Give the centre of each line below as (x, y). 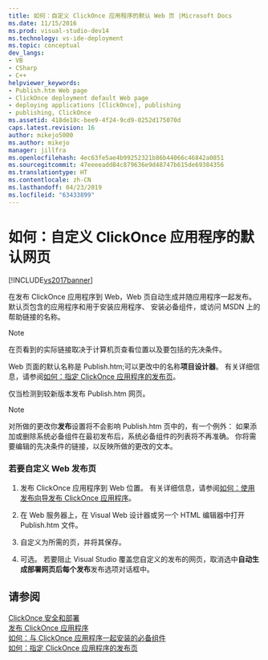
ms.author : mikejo (39, 143)
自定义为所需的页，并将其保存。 (73, 542)
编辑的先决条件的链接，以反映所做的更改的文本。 (96, 446)
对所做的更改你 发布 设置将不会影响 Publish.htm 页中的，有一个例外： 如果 (129, 426)
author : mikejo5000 (41, 135)
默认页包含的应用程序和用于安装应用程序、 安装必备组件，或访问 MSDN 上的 (134, 307)
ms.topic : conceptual (45, 46)
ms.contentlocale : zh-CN (50, 180)
